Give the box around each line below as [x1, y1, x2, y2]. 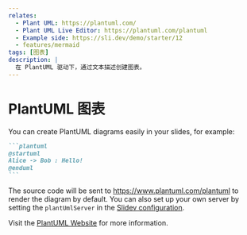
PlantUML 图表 [8, 100, 106, 118]
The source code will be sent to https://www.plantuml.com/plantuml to [8, 186, 239, 195]
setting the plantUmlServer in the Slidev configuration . [8, 203, 185, 213]
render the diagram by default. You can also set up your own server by [8, 195, 240, 204]
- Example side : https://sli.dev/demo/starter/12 [15, 33, 183, 42]
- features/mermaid [15, 41, 80, 49]
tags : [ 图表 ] [8, 48, 49, 56]
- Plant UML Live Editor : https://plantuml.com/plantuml [15, 26, 208, 34]
